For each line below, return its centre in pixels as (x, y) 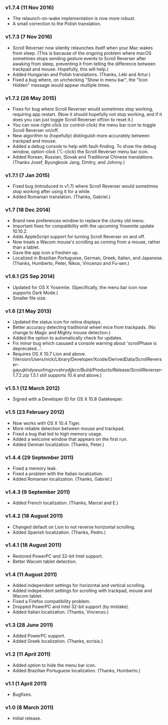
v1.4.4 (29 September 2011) (39, 457)
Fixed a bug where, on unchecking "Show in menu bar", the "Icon (80, 80)
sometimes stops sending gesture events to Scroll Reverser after (79, 58)
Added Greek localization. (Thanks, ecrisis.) (58, 641)
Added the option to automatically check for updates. (67, 338)
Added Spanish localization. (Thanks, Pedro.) (59, 532)
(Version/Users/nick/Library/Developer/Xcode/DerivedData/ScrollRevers (87, 359)
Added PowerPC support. (39, 636)
